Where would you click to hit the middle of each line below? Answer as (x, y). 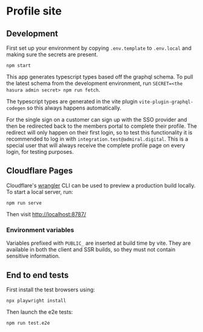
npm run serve (24, 203)
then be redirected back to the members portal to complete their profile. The (101, 126)
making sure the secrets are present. (52, 55)
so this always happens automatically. (74, 108)
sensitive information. (33, 256)
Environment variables (40, 230)
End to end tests (38, 275)
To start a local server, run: (40, 191)
